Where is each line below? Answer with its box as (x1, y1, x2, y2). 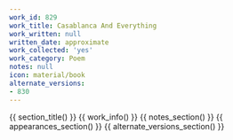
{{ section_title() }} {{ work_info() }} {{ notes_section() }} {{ (9, 112, 223, 122)
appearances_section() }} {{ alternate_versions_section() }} (9, 121, 225, 131)
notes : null (9, 63, 53, 72)
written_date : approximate (9, 37, 109, 47)
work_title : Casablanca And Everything (9, 21, 157, 30)
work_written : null (9, 29, 82, 38)
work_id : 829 (9, 12, 58, 22)
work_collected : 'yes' (9, 46, 93, 55)
